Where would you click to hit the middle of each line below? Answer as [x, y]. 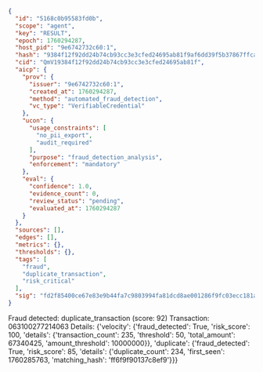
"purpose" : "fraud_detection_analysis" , [95, 157]
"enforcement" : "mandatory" [75, 165]
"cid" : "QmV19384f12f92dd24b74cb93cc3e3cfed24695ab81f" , [110, 63]
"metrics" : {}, [40, 245]
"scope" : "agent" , [45, 26]
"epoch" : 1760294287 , [50, 40]
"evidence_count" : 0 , [64, 193]
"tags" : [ [31, 259]
